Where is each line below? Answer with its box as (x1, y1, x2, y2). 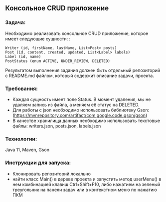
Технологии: (5, 135, 37, 142)
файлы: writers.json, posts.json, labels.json (12, 122, 101, 129)
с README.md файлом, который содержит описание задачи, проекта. (5, 72, 155, 78)
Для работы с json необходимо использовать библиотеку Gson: (12, 107, 150, 113)
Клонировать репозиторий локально (12, 170, 91, 176)
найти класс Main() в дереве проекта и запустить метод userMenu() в (12, 176, 162, 182)
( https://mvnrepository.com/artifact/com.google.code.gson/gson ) (12, 112, 148, 118)
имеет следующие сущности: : (5, 35, 71, 41)
